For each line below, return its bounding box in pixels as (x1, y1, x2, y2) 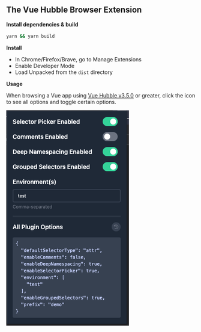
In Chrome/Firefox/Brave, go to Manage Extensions (14, 55, 142, 63)
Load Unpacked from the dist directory (14, 69, 113, 76)
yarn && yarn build (6, 33, 55, 39)
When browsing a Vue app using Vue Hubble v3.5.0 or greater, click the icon (6, 91, 196, 99)
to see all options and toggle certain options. (6, 98, 116, 105)
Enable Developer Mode (14, 62, 75, 69)
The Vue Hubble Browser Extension (6, 5, 142, 15)
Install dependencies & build (6, 20, 79, 28)
